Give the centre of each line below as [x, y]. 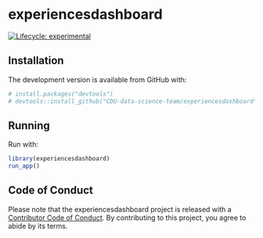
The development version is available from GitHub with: [97, 79]
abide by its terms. [38, 225]
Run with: [23, 144]
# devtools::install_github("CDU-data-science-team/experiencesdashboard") [134, 101]
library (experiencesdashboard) [59, 159]
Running [29, 126]
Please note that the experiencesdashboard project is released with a [120, 209]
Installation [36, 61]
